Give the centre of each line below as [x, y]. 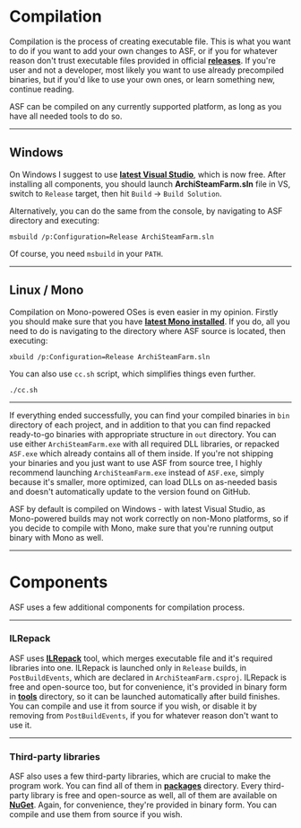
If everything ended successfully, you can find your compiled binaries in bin [150, 415]
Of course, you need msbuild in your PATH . [86, 253]
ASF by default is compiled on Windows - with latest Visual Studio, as [138, 508]
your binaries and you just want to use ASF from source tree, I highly [136, 462]
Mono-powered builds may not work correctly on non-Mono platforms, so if [149, 518]
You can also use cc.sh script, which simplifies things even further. [133, 374]
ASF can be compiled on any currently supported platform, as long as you [146, 106]
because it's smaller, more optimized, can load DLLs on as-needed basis [143, 481]
